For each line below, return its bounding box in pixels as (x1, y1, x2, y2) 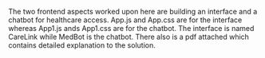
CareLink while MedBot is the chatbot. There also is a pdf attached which (8, 32, 250, 41)
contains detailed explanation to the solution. (8, 41, 156, 50)
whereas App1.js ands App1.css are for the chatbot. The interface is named (8, 24, 255, 33)
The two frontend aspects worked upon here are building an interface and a (8, 7, 258, 16)
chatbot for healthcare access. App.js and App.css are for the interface (8, 15, 243, 25)
